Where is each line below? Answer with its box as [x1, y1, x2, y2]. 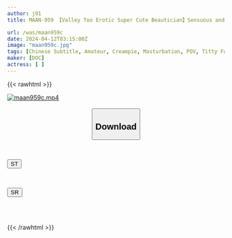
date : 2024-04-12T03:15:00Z [7, 35, 88, 42]
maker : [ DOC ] [7, 54, 45, 62]
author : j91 [7, 10, 41, 17]
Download [95, 121, 137, 132]
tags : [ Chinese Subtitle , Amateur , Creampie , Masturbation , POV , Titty [7, 48, 217, 55]
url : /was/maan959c [7, 29, 64, 36]
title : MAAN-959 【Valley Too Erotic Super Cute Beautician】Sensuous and [7, 17, 225, 23]
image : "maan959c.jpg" [7, 42, 72, 49]
